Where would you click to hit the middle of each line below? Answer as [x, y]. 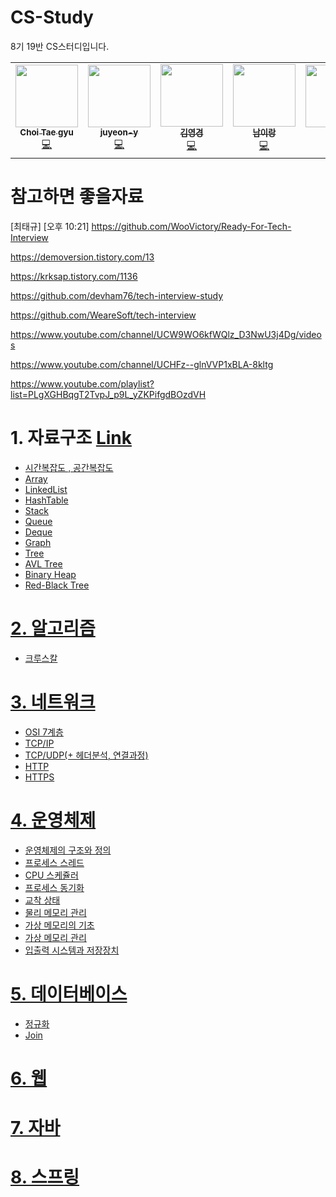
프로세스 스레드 [54, 862]
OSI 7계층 [44, 732]
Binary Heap [50, 574]
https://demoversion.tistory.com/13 [82, 257]
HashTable [46, 500]
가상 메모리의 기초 [59, 925]
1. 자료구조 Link [71, 438]
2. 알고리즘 [53, 628]
